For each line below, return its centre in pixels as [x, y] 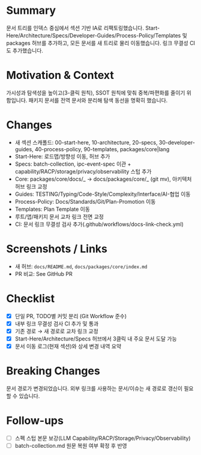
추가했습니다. [28, 50]
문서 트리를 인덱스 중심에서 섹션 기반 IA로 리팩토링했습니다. [75, 28]
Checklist [31, 298]
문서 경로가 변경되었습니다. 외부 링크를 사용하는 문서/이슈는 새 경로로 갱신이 [94, 388]
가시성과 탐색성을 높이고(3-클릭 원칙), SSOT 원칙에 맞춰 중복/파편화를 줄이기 [96, 93]
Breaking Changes [53, 371]
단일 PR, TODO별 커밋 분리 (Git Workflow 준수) [71, 316]
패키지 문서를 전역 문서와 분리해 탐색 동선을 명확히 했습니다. [98, 100]
